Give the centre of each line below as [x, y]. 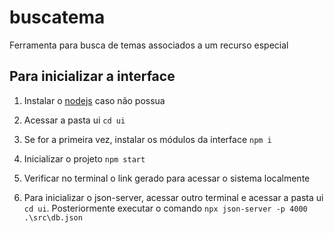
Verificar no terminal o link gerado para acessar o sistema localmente [167, 178]
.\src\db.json [53, 217]
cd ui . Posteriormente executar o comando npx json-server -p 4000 [165, 208]
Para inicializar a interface [92, 76]
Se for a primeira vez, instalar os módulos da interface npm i [147, 139]
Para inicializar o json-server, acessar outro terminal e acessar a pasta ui [173, 197]
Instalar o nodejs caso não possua [94, 100]
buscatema [57, 17]
